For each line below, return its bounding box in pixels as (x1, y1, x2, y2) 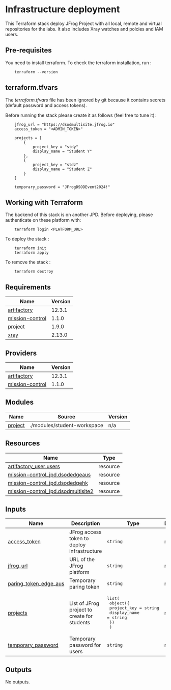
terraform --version (14, 69, 58, 74)
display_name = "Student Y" (32, 149, 93, 154)
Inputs (5, 505, 26, 514)
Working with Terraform (5, 198, 83, 207)
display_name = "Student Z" (32, 167, 93, 172)
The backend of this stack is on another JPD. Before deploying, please (5, 211, 153, 218)
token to (69, 535, 89, 542)
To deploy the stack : (5, 236, 49, 242)
